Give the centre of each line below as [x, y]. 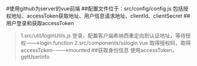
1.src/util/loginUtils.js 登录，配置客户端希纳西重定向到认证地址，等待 [103, 36]
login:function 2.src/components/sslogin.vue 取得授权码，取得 [115, 43]
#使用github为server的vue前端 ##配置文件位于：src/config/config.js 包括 [95, 8]
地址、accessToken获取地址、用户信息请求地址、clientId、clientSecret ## [101, 16]
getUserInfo [35, 57]
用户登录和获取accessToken [40, 23]
